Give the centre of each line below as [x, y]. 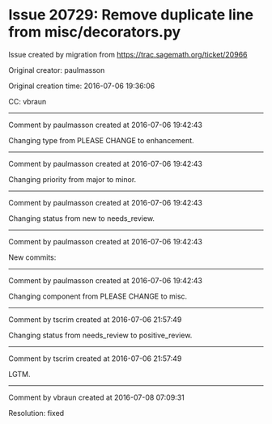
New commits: [32, 257]
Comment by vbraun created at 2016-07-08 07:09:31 [96, 397]
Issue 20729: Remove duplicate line [131, 15]
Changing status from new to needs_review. [82, 218]
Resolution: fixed [36, 413]
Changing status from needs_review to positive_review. [100, 335]
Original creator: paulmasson [57, 70]
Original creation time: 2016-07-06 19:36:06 [82, 86]
